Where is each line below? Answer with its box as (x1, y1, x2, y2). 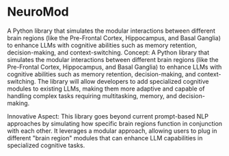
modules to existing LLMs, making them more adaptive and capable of (7, 84, 205, 93)
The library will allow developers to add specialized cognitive (37, 77, 209, 85)
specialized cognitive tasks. (7, 141, 85, 149)
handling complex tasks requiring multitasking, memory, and (7, 91, 177, 99)
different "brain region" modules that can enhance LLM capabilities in (7, 134, 203, 142)
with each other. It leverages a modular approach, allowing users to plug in (7, 127, 217, 135)
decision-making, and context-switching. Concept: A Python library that (7, 48, 210, 57)
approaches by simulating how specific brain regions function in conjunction (7, 119, 223, 127)
